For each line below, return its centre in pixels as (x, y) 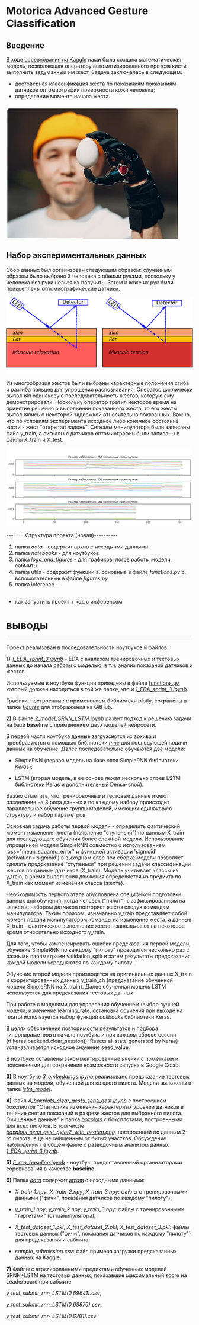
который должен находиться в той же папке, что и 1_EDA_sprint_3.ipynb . (97, 689)
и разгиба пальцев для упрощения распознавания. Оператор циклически (99, 390)
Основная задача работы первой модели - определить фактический (93, 826)
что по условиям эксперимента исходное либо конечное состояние (93, 421)
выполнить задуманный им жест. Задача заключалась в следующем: (94, 72)
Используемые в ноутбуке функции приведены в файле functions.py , (93, 683)
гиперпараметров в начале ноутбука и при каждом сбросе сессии (91, 1035)
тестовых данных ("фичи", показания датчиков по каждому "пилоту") (103, 1234)
